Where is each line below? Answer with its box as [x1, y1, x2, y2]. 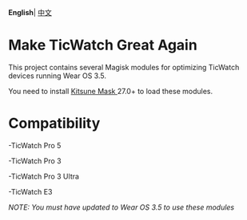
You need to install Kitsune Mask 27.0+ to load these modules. [8, 86, 213, 96]
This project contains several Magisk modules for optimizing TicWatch [8, 62, 240, 72]
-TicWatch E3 [8, 187, 53, 196]
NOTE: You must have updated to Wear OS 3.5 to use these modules [8, 202, 234, 212]
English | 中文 [8, 8, 52, 17]
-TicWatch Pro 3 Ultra [8, 171, 80, 181]
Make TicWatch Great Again [8, 36, 197, 54]
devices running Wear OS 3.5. [8, 71, 106, 81]
